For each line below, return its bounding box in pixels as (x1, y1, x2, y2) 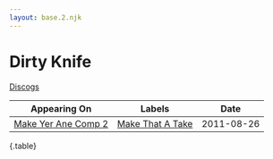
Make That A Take (116, 117, 193, 130)
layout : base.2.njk (9, 13, 82, 22)
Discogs (9, 81, 40, 92)
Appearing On (30, 102, 92, 114)
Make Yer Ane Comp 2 (13, 117, 109, 130)
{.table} (9, 140, 38, 151)
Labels (140, 102, 170, 114)
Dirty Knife (9, 51, 92, 71)
